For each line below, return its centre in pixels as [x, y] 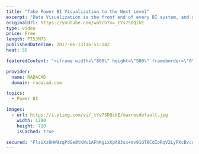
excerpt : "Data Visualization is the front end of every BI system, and [98, 17]
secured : [17, 142]
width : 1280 [31, 120]
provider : [18, 72]
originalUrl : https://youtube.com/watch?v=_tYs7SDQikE [75, 23]
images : [16, 110]
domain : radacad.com [37, 83]
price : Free [21, 34]
